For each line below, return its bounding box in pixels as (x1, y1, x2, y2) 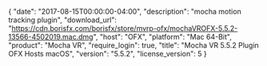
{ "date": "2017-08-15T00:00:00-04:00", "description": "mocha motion (8, 7, 241, 16)
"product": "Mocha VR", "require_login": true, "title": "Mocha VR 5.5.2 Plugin (8, 41, 260, 50)
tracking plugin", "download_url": (8, 15, 118, 25)
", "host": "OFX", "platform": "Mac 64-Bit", (93, 32, 232, 41)
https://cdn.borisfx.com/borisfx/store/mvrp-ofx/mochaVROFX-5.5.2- (11, 24, 238, 33)
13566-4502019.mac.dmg (8, 32, 94, 41)
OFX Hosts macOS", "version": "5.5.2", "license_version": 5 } (8, 49, 207, 58)
